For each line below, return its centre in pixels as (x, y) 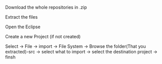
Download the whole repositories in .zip (46, 7)
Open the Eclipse (23, 27)
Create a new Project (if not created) (43, 37)
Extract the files (22, 17)
